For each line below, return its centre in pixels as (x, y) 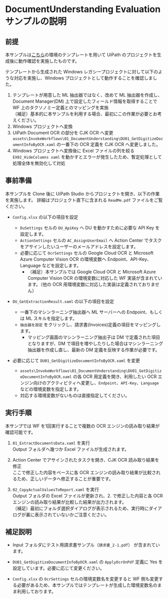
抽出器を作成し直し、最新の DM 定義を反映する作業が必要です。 (94, 350)
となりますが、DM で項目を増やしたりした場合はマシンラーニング (95, 343)
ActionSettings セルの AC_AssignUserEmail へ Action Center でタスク (91, 240)
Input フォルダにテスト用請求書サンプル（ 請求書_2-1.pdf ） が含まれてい (86, 545)
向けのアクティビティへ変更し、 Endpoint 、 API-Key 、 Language (96, 383)
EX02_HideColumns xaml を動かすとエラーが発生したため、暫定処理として (87, 157)
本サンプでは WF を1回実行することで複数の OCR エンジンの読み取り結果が (82, 426)
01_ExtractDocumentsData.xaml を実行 (51, 443)
